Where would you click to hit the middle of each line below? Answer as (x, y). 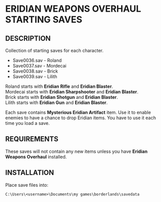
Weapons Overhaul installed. (36, 157)
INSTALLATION (30, 173)
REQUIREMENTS (32, 139)
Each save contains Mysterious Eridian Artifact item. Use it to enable (78, 112)
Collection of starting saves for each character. (54, 50)
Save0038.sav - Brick (35, 71)
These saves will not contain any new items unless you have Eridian (76, 151)
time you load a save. (27, 123)
